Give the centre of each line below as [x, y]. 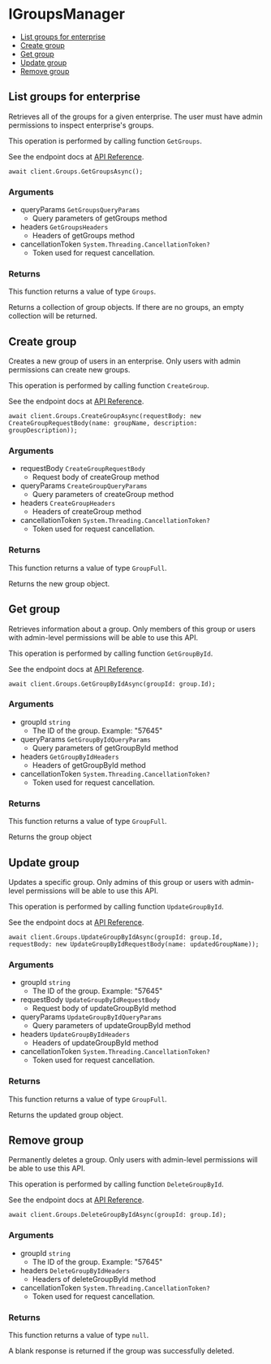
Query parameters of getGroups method [100, 218]
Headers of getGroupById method [89, 765]
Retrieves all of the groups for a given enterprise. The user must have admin [135, 116]
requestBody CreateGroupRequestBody [83, 468]
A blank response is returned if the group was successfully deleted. [121, 1350]
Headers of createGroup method [87, 512]
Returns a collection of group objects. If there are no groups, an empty [126, 307]
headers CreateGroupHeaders [68, 503]
